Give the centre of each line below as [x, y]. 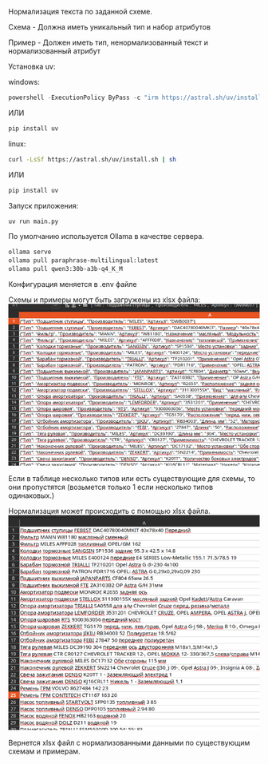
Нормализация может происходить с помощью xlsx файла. [110, 511]
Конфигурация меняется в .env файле [73, 284]
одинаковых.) [32, 495]
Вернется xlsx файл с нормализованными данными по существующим [129, 743]
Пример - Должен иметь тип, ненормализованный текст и [108, 42]
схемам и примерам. [45, 751]
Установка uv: [32, 66]
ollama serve [30, 252]
